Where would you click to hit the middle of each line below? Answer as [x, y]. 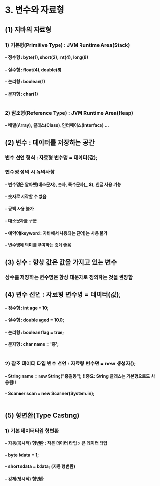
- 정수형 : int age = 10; [27, 308]
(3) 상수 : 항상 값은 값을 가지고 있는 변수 [61, 262]
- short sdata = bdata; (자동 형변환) [40, 466]
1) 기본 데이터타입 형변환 [32, 431]
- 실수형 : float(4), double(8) [33, 70]
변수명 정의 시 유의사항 [30, 172]
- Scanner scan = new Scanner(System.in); [50, 394]
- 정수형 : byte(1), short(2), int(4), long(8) [47, 57]
